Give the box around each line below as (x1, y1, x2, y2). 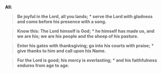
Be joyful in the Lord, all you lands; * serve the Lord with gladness (17, 14, 153, 19)
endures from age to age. (17, 63, 70, 68)
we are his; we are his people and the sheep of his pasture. (17, 34, 139, 39)
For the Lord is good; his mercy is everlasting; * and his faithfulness (17, 57, 158, 63)
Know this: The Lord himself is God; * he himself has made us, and (17, 28, 155, 34)
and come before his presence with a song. (17, 19, 107, 24)
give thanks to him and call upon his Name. (17, 48, 106, 54)
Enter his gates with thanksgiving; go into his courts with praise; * (17, 43, 154, 48)
